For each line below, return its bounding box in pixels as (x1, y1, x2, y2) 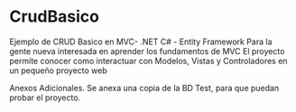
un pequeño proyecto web (9, 65, 108, 76)
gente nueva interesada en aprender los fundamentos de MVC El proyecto (9, 45, 285, 56)
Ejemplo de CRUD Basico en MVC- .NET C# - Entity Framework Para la (9, 36, 273, 47)
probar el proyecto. (9, 92, 81, 103)
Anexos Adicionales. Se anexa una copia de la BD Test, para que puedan (9, 82, 280, 93)
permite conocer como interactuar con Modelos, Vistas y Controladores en (9, 55, 288, 66)
